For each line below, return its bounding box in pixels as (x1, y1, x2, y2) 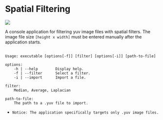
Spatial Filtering (5, 3, 71, 15)
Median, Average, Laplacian (14, 88, 71, 93)
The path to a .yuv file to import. (14, 100, 89, 105)
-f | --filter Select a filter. (14, 71, 91, 76)
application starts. (5, 39, 41, 45)
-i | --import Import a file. (14, 75, 86, 80)
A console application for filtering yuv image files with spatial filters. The (5, 28, 150, 35)
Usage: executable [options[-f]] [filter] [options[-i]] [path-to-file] (5, 54, 156, 59)
